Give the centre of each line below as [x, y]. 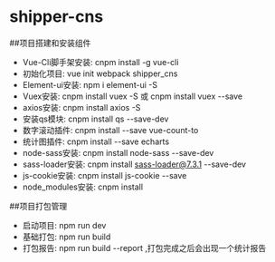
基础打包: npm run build [66, 237]
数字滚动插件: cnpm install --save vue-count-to [110, 130]
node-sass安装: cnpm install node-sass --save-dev [118, 152]
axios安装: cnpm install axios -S [81, 107]
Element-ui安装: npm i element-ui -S [90, 84]
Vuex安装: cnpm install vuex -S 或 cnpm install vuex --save [132, 96]
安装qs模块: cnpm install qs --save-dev [95, 119]
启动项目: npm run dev [64, 225]
